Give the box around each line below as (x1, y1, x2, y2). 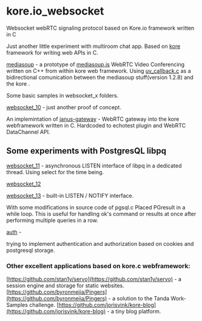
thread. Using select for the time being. (6, 168, 104, 175)
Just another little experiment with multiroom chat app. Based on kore (6, 42, 181, 50)
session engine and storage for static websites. (6, 282, 124, 289)
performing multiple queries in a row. (6, 217, 98, 224)
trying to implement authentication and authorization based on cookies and (6, 240, 194, 247)
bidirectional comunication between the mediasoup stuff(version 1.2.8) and (6, 73, 194, 81)
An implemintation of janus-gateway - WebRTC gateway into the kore (6, 115, 180, 123)
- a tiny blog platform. (107, 308, 161, 315)
